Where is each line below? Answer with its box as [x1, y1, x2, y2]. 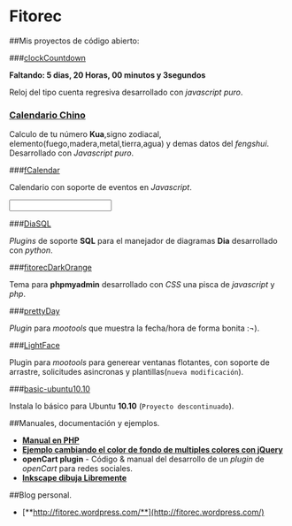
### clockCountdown [9, 52, 87, 63]
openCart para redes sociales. [21, 463, 133, 474]
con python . [9, 245, 53, 255]
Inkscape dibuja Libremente [21, 473, 127, 484]
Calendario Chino [9, 109, 86, 121]
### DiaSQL [9, 218, 51, 229]
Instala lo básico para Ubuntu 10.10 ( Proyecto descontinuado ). [9, 400, 234, 412]
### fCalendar [9, 165, 60, 176]
